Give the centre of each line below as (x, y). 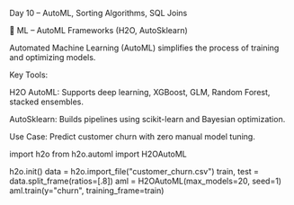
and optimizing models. (53, 57)
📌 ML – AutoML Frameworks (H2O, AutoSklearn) (99, 30)
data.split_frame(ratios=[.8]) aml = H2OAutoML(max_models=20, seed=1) (145, 181)
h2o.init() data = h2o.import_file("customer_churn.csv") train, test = (134, 171)
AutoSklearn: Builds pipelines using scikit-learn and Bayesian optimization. (147, 119)
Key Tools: (29, 75)
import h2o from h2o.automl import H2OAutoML (98, 154)
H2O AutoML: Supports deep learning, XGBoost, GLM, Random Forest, (140, 92)
